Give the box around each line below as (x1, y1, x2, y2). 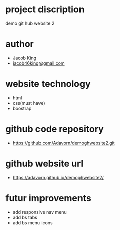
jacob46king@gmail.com (12, 60, 65, 66)
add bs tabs (12, 214, 38, 220)
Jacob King (12, 55, 37, 61)
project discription (5, 4, 85, 15)
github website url (5, 158, 84, 169)
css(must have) (12, 100, 45, 106)
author (5, 38, 34, 50)
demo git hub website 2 (5, 20, 55, 26)
